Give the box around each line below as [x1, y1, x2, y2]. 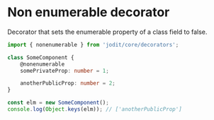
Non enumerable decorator [7, 4, 170, 20]
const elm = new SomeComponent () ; [7, 100, 110, 107]
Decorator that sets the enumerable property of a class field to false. [7, 28, 208, 36]
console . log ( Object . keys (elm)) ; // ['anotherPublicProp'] [7, 106, 182, 113]
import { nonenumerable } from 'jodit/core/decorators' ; [7, 41, 179, 48]
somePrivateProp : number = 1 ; [20, 67, 110, 74]
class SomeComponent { [7, 54, 74, 61]
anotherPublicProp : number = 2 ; [20, 80, 116, 87]
